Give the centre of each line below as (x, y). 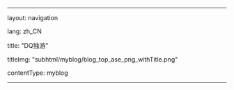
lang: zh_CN (24, 31)
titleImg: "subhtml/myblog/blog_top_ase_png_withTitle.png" (93, 59)
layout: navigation (33, 18)
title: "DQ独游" (28, 45)
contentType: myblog (38, 73)
